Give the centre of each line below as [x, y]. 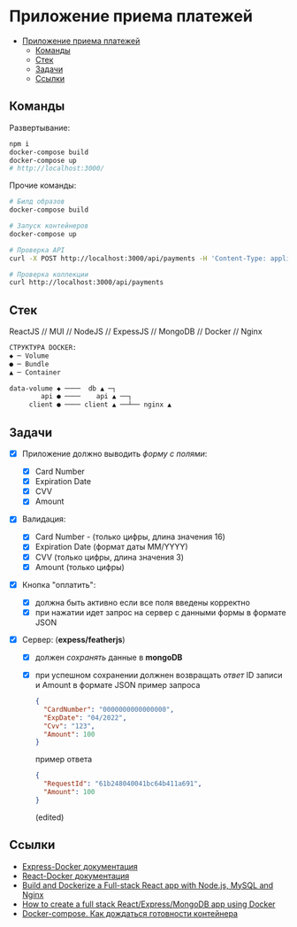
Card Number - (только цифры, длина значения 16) [130, 537]
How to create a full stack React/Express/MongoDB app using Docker [148, 904]
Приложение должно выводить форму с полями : [114, 454]
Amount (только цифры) [80, 567]
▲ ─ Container [35, 372]
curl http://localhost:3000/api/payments [87, 282]
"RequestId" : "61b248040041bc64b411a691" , [122, 784]
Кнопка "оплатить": [59, 584]
